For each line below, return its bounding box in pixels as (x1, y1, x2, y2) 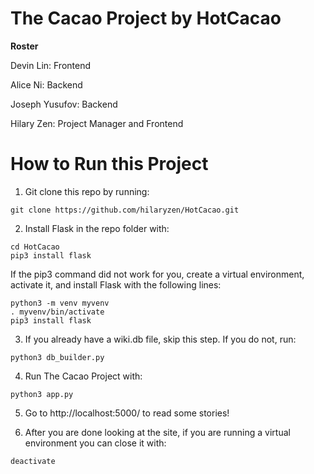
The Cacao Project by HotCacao (10, 7, 282, 30)
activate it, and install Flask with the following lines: (10, 278, 222, 291)
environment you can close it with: (24, 437, 167, 449)
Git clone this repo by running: (24, 185, 150, 197)
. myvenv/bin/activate (10, 307, 105, 317)
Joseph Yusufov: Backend (10, 98, 118, 110)
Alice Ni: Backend (10, 78, 83, 91)
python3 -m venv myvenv (10, 298, 110, 308)
